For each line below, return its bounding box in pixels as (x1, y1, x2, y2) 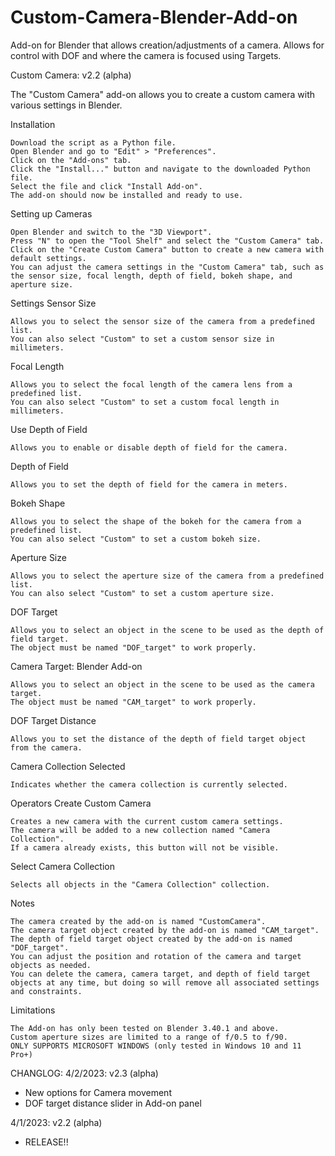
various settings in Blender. (10, 99, 123, 111)
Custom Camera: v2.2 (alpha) (10, 69, 132, 81)
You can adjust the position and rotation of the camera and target (10, 951, 302, 961)
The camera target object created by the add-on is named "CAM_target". (10, 925, 320, 935)
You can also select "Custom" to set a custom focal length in (10, 397, 280, 407)
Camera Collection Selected (10, 760, 126, 772)
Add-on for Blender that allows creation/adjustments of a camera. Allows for (10, 39, 325, 51)
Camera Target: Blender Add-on (10, 660, 143, 672)
